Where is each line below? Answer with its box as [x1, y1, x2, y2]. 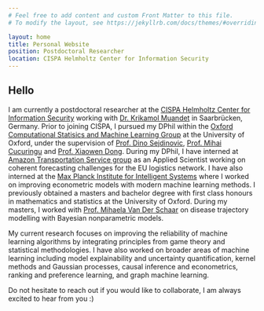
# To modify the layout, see [8, 19, 104, 27]
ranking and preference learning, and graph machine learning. [8, 270, 210, 280]
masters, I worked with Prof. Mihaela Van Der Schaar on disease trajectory [8, 205, 249, 214]
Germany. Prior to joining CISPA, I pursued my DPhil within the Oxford [8, 121, 233, 130]
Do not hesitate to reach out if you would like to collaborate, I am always [8, 285, 241, 295]
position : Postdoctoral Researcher [8, 48, 125, 56]
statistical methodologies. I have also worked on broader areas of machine [8, 245, 250, 254]
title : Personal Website [8, 40, 90, 48]
